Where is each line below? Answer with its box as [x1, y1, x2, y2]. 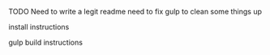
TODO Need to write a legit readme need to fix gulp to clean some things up [8, 7, 262, 16]
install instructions [8, 22, 70, 31]
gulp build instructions [8, 37, 84, 47]
